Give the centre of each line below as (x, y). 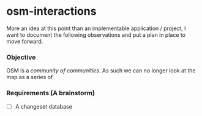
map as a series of (30, 77)
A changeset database (43, 106)
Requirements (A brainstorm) (51, 93)
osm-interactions (51, 11)
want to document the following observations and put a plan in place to (96, 34)
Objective (21, 57)
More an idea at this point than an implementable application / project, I (96, 28)
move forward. (25, 41)
